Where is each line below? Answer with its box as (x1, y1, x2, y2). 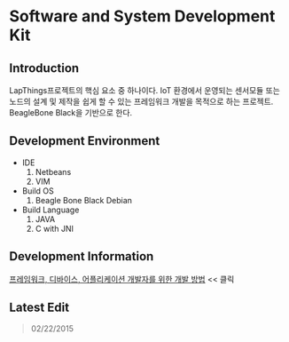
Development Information (9, 249, 154, 264)
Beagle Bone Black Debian (35, 195, 133, 205)
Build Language (21, 204, 80, 215)
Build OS (21, 185, 55, 196)
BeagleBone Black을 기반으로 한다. (9, 107, 133, 117)
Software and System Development (9, 6, 276, 27)
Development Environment (9, 133, 160, 148)
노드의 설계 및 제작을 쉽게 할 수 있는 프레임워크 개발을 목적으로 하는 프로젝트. (9, 96, 274, 107)
